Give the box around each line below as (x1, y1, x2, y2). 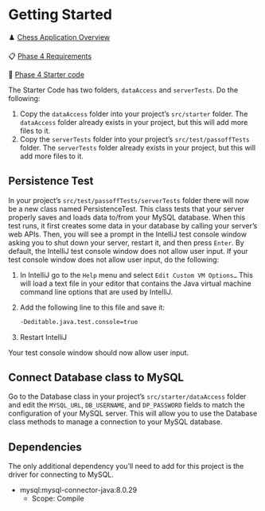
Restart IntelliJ (19, 332, 68, 341)
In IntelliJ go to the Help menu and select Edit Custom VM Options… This (19, 270, 253, 279)
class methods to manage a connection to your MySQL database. (8, 417, 223, 427)
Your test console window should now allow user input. (8, 348, 189, 357)
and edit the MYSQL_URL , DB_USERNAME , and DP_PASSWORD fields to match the (8, 400, 245, 410)
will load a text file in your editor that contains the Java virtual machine (19, 279, 252, 288)
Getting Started (8, 6, 113, 24)
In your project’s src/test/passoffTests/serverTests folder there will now (8, 195, 249, 205)
